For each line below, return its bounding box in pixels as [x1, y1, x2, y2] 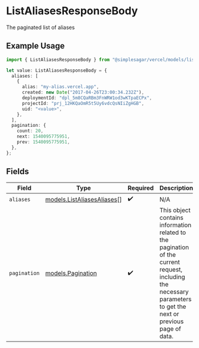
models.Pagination [45, 269, 97, 277]
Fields [6, 167, 30, 177]
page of [159, 325, 182, 333]
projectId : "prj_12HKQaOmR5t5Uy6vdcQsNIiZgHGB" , [21, 100, 145, 106]
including [159, 273, 185, 281]
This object [159, 206, 191, 215]
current [159, 258, 180, 266]
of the [159, 251, 176, 259]
